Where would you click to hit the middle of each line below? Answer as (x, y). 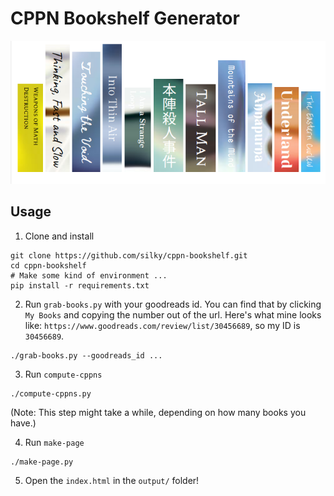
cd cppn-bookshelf (48, 265)
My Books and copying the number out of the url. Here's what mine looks (173, 314)
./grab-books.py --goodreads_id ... (86, 355)
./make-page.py (42, 462)
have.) (23, 423)
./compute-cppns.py (51, 393)
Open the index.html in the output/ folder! (112, 480)
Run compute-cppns (63, 374)
